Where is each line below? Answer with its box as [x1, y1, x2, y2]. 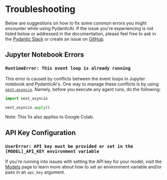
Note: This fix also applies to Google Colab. [5, 114, 94, 120]
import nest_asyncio [5, 96, 48, 101]
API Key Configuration [5, 128, 76, 137]
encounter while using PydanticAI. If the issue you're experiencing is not [5, 25, 154, 31]
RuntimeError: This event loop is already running [5, 65, 131, 71]
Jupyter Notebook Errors [5, 50, 84, 59]
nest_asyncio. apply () [5, 105, 50, 110]
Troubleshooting [5, 3, 76, 15]
